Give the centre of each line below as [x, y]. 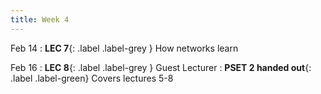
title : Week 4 [40, 19]
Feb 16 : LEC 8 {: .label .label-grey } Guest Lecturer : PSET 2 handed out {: [161, 67]
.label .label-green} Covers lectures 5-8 [92, 78]
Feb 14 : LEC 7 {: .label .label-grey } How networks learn [124, 48]
